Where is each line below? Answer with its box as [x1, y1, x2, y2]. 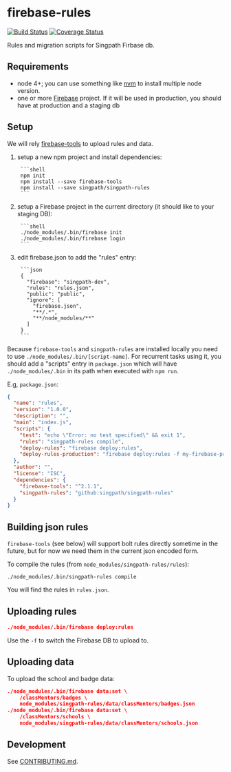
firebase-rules [7, 5, 91, 21]
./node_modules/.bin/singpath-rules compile [7, 574, 137, 581]
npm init [20, 172, 46, 179]
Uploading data [7, 656, 74, 668]
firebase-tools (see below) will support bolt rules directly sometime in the [7, 539, 219, 548]
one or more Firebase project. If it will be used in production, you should [16, 94, 221, 102]
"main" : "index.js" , [13, 419, 72, 426]
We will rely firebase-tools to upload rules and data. [7, 139, 153, 147]
